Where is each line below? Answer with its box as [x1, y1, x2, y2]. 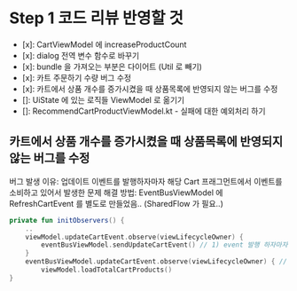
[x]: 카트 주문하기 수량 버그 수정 [21, 72, 131, 83]
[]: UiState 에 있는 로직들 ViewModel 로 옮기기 [21, 94, 184, 105]
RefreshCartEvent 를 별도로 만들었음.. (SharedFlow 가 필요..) [9, 198, 223, 208]
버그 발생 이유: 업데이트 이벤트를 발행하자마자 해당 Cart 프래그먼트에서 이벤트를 [9, 176, 283, 186]
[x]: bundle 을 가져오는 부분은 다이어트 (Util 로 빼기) [21, 61, 202, 72]
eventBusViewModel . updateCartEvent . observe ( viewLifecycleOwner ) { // [25, 257, 288, 266]
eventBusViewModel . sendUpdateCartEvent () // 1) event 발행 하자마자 [41, 240, 288, 249]
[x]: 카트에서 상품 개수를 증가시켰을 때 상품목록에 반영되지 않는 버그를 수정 [21, 83, 278, 94]
